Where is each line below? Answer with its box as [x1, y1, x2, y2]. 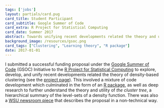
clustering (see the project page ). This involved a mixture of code [5, 76, 137, 83]
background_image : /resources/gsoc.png [5, 39, 86, 44]
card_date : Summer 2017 [5, 30, 54, 35]
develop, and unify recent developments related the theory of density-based [5, 72, 159, 77]
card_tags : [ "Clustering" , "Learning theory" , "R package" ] [5, 43, 130, 48]
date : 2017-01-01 [5, 48, 41, 53]
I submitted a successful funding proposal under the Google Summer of [5, 61, 150, 67]
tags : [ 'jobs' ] [5, 7, 36, 12]
